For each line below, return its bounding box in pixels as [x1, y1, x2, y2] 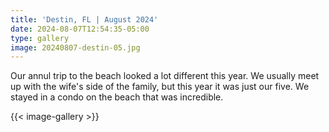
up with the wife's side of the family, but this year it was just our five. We [10, 81, 310, 93]
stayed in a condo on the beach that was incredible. [10, 91, 224, 103]
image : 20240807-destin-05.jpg [10, 42, 141, 53]
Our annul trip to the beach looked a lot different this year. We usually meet [10, 70, 320, 82]
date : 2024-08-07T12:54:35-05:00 [10, 24, 150, 34]
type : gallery [10, 33, 70, 43]
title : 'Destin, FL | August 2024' [10, 14, 159, 25]
